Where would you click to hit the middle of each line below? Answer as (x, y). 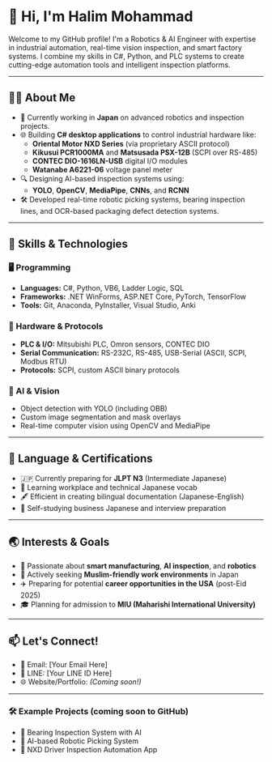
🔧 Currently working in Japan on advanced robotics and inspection (132, 117)
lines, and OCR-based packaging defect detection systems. (119, 211)
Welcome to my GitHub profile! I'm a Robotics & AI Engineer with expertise (132, 39)
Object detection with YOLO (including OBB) (93, 409)
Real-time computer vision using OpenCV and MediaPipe (115, 426)
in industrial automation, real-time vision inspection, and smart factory (125, 47)
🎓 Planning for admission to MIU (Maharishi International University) (138, 604)
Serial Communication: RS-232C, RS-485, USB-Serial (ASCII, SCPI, (133, 352)
